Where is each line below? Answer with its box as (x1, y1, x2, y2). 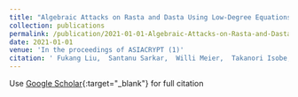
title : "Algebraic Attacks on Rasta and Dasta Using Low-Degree (9, 12, 252, 22)
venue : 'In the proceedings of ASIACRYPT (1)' (9, 46, 184, 55)
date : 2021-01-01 (9, 37, 74, 47)
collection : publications (9, 21, 105, 30)
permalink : (9, 29, 50, 38)
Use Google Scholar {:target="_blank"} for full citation (9, 78, 204, 88)
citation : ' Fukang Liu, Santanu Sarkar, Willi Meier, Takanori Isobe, (9, 54, 292, 63)
